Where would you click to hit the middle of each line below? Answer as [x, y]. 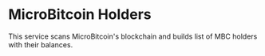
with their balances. [41, 44]
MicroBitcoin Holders [80, 15]
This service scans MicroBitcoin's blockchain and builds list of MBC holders [133, 36]
